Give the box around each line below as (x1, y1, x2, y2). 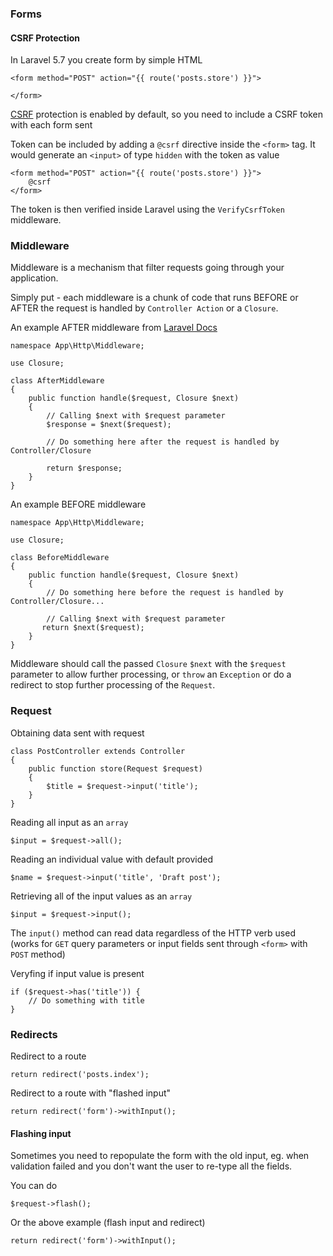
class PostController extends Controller (10, 746, 186, 756)
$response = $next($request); (46, 420, 172, 430)
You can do (10, 1180, 58, 1192)
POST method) (10, 948, 66, 960)
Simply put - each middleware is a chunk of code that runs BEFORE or (10, 292, 299, 304)
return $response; (46, 463, 123, 474)
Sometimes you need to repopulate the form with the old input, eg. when (10, 1150, 310, 1162)
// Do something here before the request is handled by (46, 588, 284, 598)
